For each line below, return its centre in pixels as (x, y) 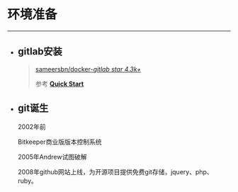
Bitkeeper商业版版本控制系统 (59, 142)
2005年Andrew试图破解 (52, 157)
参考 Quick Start (59, 84)
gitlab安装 (40, 51)
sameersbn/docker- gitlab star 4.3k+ (88, 69)
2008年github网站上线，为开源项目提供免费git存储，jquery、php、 (115, 171)
